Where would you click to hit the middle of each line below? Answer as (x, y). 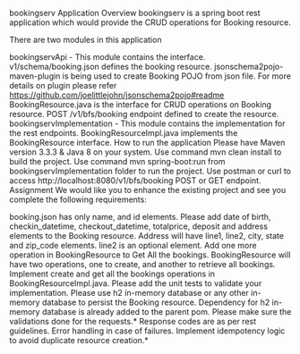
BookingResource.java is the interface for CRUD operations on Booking (140, 105)
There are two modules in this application (86, 40)
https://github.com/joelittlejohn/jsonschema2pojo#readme (117, 95)
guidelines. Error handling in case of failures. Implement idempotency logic (147, 331)
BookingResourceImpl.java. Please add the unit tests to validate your (136, 283)
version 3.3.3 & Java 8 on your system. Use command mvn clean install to (146, 152)
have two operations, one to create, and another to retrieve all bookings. (142, 264)
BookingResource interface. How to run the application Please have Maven (147, 143)
